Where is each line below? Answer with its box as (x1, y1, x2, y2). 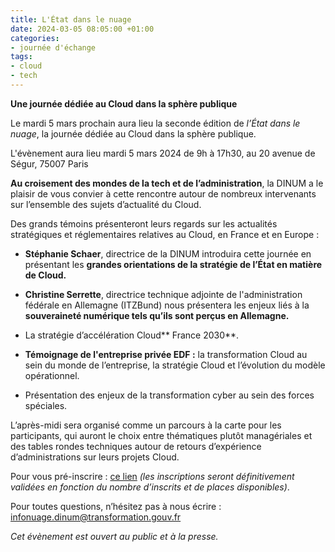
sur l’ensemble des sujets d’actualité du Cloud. (10, 198, 202, 210)
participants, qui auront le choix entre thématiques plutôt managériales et (10, 429, 313, 441)
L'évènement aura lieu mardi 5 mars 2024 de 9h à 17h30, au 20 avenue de (10, 147, 316, 159)
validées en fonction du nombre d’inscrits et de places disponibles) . (10, 481, 290, 493)
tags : (10, 52, 33, 62)
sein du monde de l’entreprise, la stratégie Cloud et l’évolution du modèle (24, 359, 326, 371)
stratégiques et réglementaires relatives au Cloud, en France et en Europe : (10, 228, 320, 240)
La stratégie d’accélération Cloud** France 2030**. (24, 329, 240, 341)
